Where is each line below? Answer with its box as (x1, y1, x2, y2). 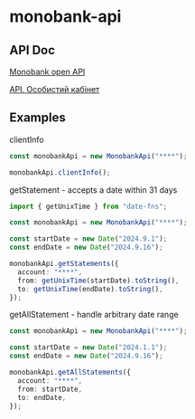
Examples (9, 110, 66, 126)
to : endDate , (17, 393, 67, 402)
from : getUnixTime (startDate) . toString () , (17, 276, 180, 285)
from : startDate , (17, 385, 83, 394)
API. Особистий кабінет (9, 84, 100, 94)
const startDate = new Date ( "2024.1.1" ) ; (9, 343, 168, 352)
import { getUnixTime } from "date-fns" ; (9, 202, 168, 211)
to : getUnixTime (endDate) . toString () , (17, 284, 164, 293)
